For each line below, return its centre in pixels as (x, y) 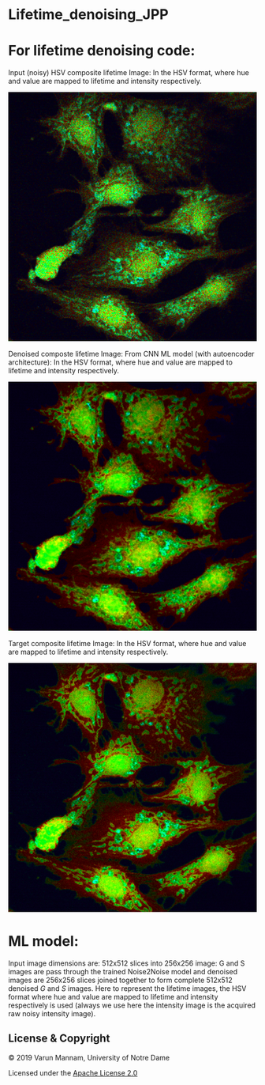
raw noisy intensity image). (52, 1014)
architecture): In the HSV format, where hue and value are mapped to (120, 362)
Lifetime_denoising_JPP (88, 15)
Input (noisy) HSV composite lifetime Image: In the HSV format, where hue (129, 73)
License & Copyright (59, 1039)
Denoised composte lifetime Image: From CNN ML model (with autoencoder (131, 354)
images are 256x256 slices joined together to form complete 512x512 (120, 980)
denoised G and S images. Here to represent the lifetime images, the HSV (127, 989)
